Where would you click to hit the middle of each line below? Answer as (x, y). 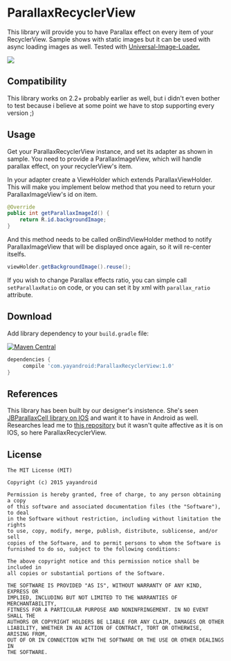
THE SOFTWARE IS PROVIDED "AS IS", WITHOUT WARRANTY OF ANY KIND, (105, 585)
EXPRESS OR (23, 592)
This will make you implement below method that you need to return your (111, 187)
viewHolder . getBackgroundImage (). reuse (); (69, 267)
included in (24, 567)
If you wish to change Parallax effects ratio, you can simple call (97, 280)
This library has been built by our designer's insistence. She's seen (103, 411)
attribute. (20, 294)
